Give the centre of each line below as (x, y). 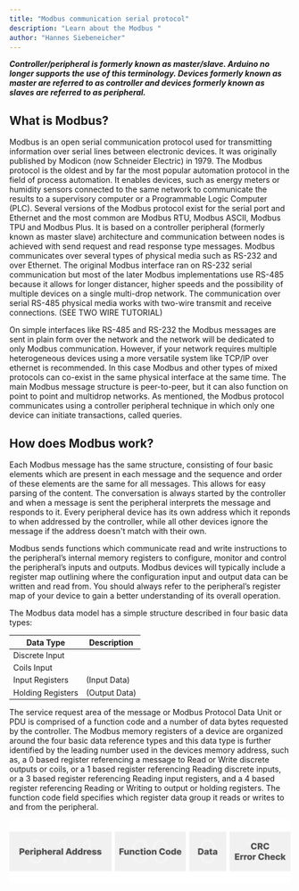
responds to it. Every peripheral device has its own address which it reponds (150, 512)
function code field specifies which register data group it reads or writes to (147, 797)
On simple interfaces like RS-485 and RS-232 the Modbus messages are (143, 330)
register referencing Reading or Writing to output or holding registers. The (145, 788)
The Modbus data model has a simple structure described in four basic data (149, 613)
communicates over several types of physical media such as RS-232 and (143, 256)
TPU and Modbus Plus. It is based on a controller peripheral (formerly (137, 227)
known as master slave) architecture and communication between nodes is (147, 237)
